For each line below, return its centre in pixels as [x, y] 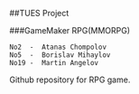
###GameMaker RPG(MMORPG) [70, 30]
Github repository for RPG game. [70, 80]
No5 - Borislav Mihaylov [60, 55]
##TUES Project [39, 13]
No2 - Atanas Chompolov [58, 47]
